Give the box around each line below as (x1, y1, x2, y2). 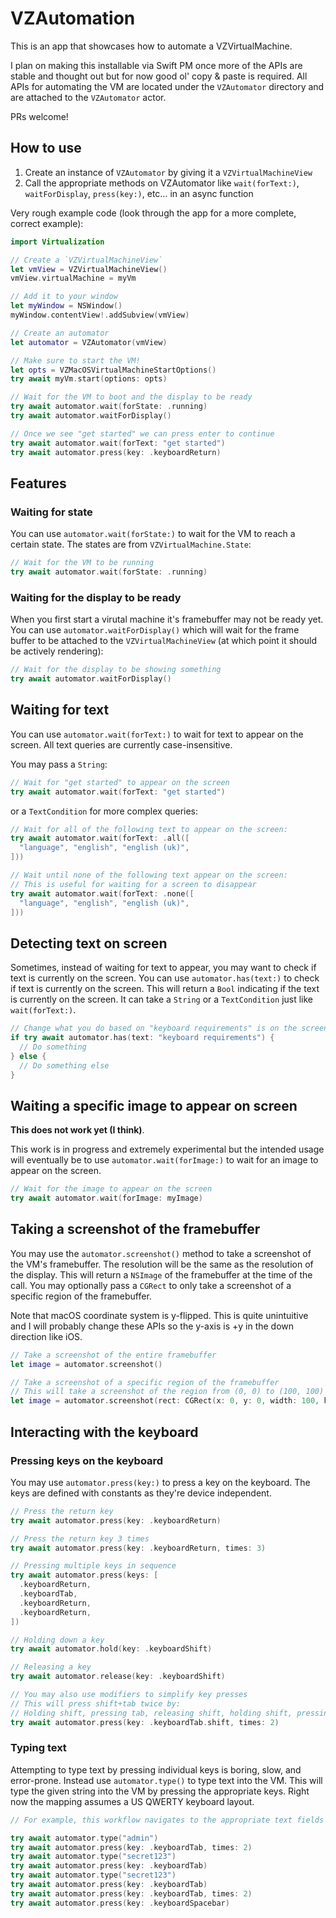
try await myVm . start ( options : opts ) (10, 374, 168, 384)
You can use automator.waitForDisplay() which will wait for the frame (10, 624, 300, 636)
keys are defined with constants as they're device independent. (10, 1487, 272, 1499)
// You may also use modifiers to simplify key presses (10, 1690, 248, 1700)
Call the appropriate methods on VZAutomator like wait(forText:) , (24, 177, 300, 189)
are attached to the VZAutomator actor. (10, 91, 167, 103)
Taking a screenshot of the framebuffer (10, 1221, 261, 1238)
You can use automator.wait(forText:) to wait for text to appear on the (10, 728, 304, 740)
